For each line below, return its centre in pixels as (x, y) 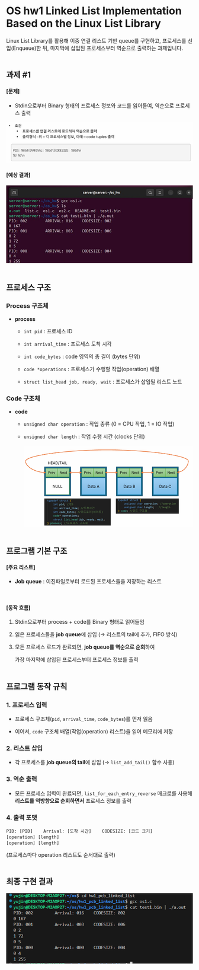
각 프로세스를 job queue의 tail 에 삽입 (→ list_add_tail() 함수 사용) (94, 762)
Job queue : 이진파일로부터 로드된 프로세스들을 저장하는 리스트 (88, 582)
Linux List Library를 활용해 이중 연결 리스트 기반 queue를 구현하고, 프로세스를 (96, 40)
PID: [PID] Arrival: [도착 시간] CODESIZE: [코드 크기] (79, 831)
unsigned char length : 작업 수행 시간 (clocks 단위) (84, 436)
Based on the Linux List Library (84, 23)
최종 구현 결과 (30, 882)
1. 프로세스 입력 (27, 705)
